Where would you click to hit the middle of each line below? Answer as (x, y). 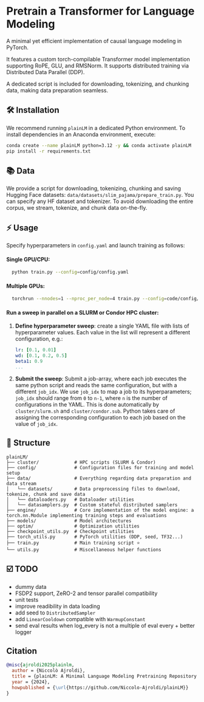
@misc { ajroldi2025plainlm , (40, 665)
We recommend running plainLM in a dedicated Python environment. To (96, 128)
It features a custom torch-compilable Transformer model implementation (98, 59)
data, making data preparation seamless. (57, 90)
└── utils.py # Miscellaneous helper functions (84, 549)
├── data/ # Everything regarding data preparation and (99, 478)
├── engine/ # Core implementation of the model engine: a (100, 510)
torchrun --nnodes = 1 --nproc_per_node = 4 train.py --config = (89, 299)
